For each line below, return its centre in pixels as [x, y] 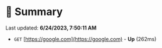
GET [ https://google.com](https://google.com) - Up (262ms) [85, 39]
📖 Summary [34, 12]
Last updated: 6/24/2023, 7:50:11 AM [51, 28]
